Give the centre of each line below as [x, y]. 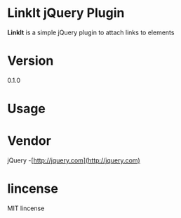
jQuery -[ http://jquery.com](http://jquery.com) [74, 160]
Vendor [29, 141]
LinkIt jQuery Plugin [66, 13]
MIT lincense [26, 208]
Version [31, 61]
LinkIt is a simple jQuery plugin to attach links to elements [91, 32]
